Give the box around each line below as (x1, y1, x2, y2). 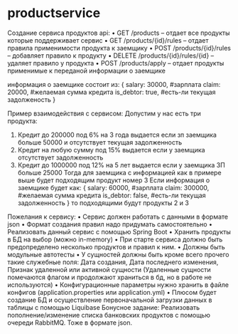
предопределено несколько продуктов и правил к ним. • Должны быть (7, 242, 225, 251)
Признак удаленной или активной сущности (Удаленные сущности (7, 265, 211, 273)
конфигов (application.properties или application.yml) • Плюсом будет (7, 288, 217, 296)
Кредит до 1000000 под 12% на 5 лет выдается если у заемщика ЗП (17, 160, 225, 169)
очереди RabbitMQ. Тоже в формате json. (7, 318, 133, 327)
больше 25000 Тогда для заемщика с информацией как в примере (17, 168, 222, 177)
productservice (7, 5, 101, 21)
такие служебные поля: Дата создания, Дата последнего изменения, (7, 258, 219, 266)
